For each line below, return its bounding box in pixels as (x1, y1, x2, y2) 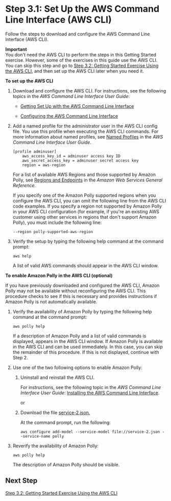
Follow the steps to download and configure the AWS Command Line (5, 31, 150, 37)
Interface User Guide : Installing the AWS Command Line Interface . (20, 390, 160, 396)
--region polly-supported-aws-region (12, 229, 93, 234)
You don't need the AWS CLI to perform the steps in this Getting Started (5, 52, 157, 58)
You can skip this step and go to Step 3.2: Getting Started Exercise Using (5, 62, 159, 69)
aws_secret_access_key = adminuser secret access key (22, 158, 139, 163)
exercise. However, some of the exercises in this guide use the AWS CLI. (5, 57, 158, 63)
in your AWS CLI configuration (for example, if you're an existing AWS (12, 208, 160, 215)
